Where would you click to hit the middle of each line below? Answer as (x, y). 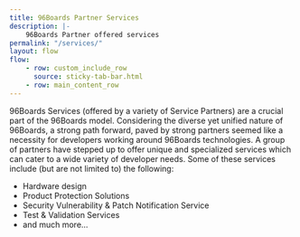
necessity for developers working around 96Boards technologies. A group (147, 139)
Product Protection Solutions (76, 195)
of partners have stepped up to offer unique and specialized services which (150, 149)
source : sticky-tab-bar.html (88, 77)
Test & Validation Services (71, 214)
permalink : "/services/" (56, 43)
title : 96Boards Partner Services (75, 18)
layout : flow (34, 52)
